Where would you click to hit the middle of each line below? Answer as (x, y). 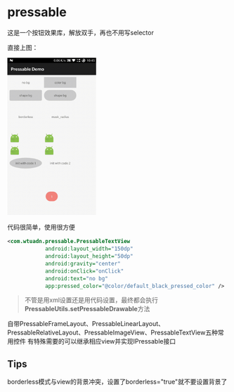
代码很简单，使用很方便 (41, 227)
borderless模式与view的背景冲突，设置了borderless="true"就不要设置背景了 (117, 382)
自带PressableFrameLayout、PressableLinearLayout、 (86, 324)
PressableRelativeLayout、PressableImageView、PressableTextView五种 (112, 333)
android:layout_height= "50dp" (89, 256)
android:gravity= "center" (83, 263)
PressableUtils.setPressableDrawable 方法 (87, 309)
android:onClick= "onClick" (84, 271)
